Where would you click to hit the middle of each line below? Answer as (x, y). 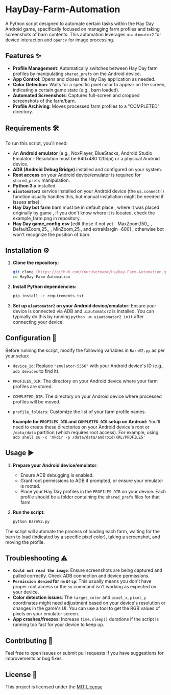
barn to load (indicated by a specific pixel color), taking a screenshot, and (83, 537)
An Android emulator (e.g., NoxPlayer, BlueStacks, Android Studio (82, 153)
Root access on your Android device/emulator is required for (77, 175)
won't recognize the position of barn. (52, 234)
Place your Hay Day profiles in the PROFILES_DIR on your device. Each (93, 491)
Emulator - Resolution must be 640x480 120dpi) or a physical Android (86, 158)
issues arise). (27, 202)
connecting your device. (38, 322)
